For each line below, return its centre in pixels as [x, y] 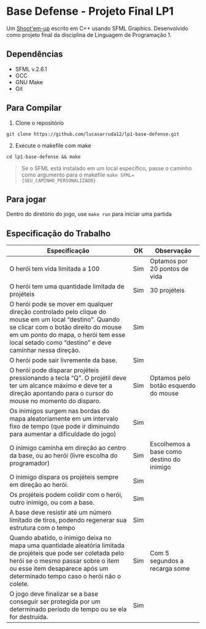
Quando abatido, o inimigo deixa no [60, 538]
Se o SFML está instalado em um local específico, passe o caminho [106, 168]
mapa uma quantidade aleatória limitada [67, 545]
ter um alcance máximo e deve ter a [61, 386]
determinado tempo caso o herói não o [65, 576]
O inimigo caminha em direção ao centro [68, 448]
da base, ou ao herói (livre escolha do [63, 456]
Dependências [35, 54]
